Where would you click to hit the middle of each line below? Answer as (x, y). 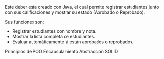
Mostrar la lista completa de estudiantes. (53, 37)
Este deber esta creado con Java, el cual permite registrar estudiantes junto (82, 7)
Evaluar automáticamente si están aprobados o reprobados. (73, 42)
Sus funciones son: (25, 22)
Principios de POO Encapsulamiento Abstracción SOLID (62, 51)
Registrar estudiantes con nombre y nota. (54, 31)
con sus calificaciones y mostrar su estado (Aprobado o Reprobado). (75, 12)
